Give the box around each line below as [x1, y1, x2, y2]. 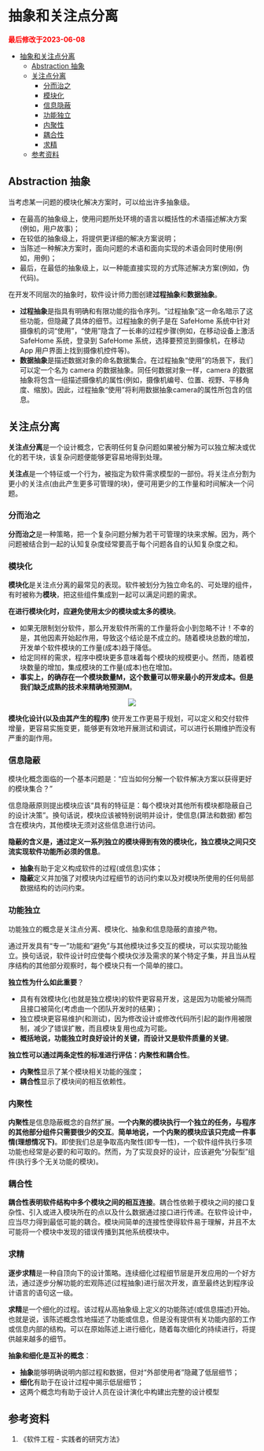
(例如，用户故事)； [19, 223, 81, 233]
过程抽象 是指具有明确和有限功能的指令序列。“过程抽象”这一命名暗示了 [19, 306, 247, 315]
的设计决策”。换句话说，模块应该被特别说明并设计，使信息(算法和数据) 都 [8, 810, 246, 820]
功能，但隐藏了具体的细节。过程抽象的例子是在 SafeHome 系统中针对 [26, 316, 251, 325]
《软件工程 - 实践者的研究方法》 [19, 1434, 124, 1444]
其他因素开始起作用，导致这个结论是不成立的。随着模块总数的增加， [33, 634, 254, 643]
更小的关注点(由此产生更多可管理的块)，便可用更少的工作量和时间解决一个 [8, 479, 247, 488]
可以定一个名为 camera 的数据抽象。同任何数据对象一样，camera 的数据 [19, 365, 254, 374]
